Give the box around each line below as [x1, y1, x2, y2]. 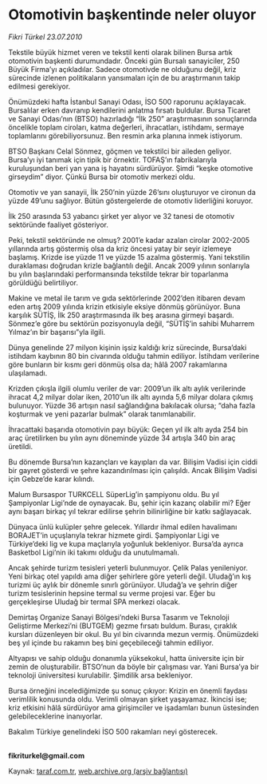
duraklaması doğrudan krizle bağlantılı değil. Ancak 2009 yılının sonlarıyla [8, 261, 250, 270]
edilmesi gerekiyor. [8, 82, 71, 91]
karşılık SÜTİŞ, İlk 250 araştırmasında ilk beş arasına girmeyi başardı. [8, 310, 234, 320]
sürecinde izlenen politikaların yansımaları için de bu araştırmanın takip [8, 73, 241, 82]
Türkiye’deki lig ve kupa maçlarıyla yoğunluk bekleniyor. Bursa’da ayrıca [8, 539, 244, 548]
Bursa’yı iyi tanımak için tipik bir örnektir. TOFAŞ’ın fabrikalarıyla [8, 154, 218, 165]
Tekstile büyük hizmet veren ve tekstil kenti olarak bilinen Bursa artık [8, 47, 233, 57]
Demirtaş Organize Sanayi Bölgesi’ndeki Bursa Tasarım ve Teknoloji [8, 612, 230, 622]
